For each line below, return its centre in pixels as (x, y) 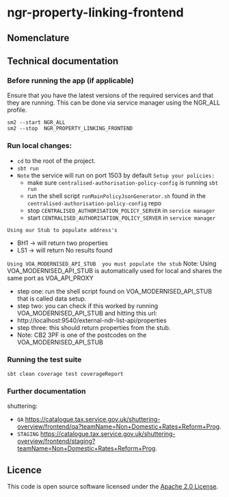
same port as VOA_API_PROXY (50, 278)
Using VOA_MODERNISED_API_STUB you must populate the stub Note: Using (112, 263)
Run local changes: (40, 146)
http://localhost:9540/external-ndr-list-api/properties (92, 320)
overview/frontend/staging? (56, 441)
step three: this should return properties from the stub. (94, 327)
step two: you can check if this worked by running (87, 305)
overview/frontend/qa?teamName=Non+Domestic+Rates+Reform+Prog (118, 426)
